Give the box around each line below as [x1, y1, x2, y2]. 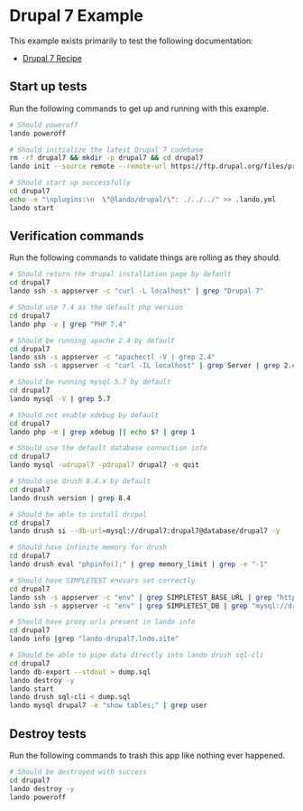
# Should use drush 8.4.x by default [9, 477, 151, 486]
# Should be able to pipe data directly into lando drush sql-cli [9, 651, 264, 660]
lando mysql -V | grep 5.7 [9, 394, 111, 403]
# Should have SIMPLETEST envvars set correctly [9, 575, 196, 585]
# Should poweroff [9, 120, 78, 129]
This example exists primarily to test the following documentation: [9, 35, 254, 46]
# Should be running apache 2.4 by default [9, 336, 176, 345]
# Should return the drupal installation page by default [9, 270, 232, 279]
